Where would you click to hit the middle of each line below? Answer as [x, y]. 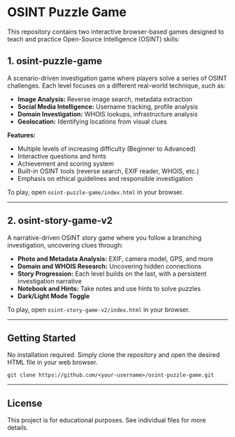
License [25, 403]
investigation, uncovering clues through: [65, 245]
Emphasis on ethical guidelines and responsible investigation [105, 178]
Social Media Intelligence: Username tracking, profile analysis [107, 107]
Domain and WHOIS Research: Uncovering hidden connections [109, 266]
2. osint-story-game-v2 [60, 221]
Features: [22, 135]
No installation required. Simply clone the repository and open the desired [114, 355]
